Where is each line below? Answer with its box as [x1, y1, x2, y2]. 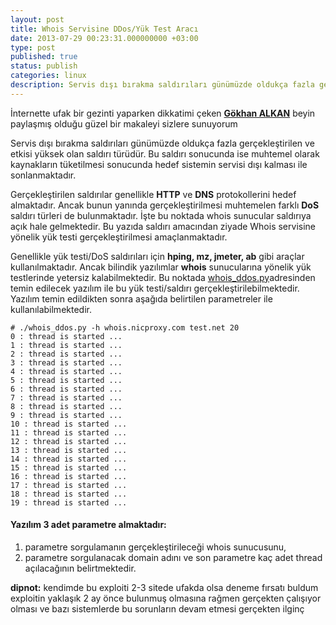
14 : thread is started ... [10, 454, 128, 464]
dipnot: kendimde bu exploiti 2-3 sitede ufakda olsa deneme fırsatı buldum [10, 581, 319, 593]
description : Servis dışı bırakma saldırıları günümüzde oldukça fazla [10, 80, 315, 90]
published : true [10, 52, 78, 62]
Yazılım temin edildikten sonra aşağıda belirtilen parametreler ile [10, 292, 273, 305]
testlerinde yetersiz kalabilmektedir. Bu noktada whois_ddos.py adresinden [10, 271, 316, 283]
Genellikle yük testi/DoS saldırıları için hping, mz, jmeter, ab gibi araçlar [10, 250, 305, 262]
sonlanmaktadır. [10, 169, 77, 181]
